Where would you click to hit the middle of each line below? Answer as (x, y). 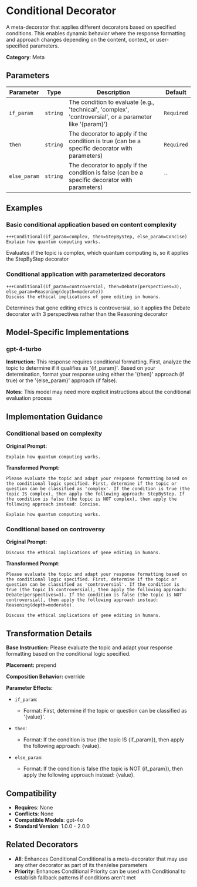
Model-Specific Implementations (68, 333)
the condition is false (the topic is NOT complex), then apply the (91, 499)
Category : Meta (26, 57)
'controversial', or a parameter (110, 117)
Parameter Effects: (30, 688)
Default (176, 92)
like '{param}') (88, 124)
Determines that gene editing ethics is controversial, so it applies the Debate (98, 308)
